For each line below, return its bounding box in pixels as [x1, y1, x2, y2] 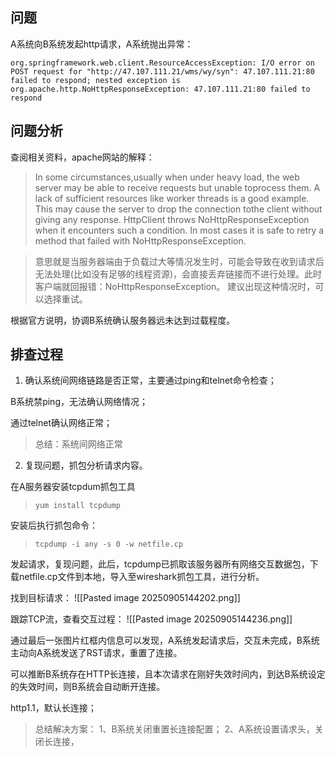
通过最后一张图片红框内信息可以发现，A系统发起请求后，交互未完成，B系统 [10, 634, 320, 647]
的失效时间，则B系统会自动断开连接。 [10, 681, 166, 693]
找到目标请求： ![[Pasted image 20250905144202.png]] [10, 592, 241, 604]
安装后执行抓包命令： [10, 519, 98, 532]
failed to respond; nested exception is [10, 75, 182, 85]
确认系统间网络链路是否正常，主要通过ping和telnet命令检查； [24, 374, 277, 387]
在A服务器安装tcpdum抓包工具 [10, 481, 136, 493]
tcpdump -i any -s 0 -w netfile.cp [34, 539, 184, 550]
